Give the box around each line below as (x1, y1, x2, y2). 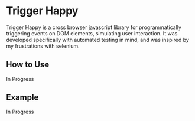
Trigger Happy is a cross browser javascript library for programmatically (6, 24, 182, 31)
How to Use (6, 60, 50, 70)
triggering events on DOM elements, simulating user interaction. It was (6, 30, 178, 37)
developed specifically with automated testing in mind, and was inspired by (6, 36, 189, 43)
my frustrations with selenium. (6, 42, 80, 50)
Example (6, 93, 39, 103)
